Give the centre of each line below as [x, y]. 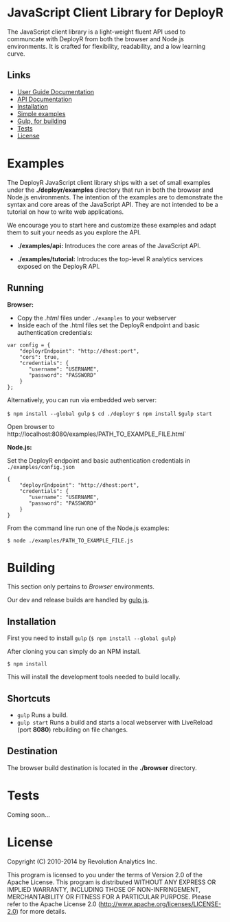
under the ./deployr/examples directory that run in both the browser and [110, 190]
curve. [16, 54]
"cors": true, [39, 357]
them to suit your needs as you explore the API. [74, 232]
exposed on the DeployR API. [58, 266]
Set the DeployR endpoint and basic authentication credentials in [99, 460]
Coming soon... [28, 814]
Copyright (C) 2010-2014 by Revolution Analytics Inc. [82, 861]
